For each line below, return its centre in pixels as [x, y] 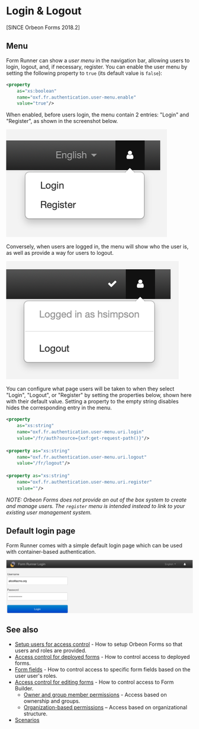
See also [22, 630]
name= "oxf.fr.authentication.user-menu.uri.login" [81, 432]
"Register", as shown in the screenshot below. [62, 121]
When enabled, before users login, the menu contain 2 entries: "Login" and [98, 115]
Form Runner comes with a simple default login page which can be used [94, 545]
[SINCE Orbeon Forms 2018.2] [43, 27]
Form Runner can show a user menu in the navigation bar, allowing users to [98, 60]
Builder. [24, 688]
